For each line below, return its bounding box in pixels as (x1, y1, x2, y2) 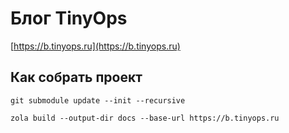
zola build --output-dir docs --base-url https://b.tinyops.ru (10, 113, 280, 123)
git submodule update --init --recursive (10, 95, 186, 106)
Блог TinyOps (10, 7, 128, 30)
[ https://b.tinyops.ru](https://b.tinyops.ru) (10, 40, 181, 52)
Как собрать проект (10, 69, 143, 86)
